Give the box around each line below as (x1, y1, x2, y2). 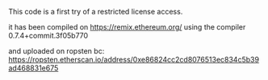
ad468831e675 (8, 63, 59, 73)
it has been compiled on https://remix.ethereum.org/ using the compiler (8, 22, 246, 31)
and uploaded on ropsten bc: (8, 46, 105, 55)
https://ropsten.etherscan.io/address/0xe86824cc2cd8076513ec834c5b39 (8, 55, 260, 64)
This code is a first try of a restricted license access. (8, 7, 183, 16)
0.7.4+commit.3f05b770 (8, 31, 89, 40)
